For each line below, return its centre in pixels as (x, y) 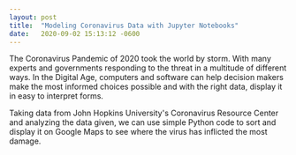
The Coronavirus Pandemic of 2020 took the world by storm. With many (140, 59)
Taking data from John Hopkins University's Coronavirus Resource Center (144, 113)
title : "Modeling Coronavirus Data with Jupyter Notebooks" (124, 26)
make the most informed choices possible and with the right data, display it (146, 87)
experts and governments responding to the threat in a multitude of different (148, 68)
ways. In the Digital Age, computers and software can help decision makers (147, 77)
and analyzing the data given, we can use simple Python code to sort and (143, 122)
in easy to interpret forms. (57, 96)
